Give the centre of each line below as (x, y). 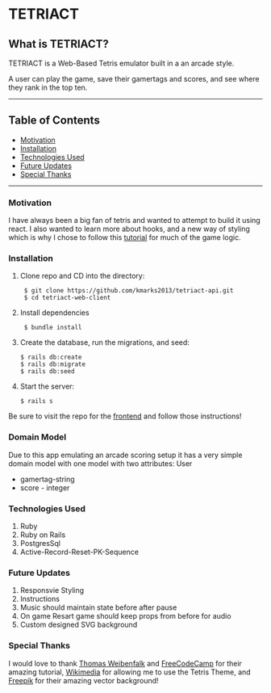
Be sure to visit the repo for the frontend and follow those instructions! (125, 416)
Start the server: (47, 386)
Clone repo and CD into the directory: (82, 276)
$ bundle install (53, 328)
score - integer (45, 487)
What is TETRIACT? (58, 44)
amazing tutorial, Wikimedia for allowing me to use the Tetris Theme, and (130, 672)
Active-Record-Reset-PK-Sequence (79, 552)
